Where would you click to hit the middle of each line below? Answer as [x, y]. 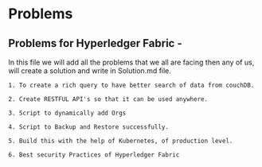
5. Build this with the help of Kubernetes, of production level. [121, 141]
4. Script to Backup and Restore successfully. [89, 127]
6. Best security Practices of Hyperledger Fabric [94, 155]
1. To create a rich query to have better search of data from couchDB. [131, 85]
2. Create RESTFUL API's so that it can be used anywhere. [108, 99]
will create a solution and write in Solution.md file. [90, 71]
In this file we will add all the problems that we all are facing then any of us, [131, 62]
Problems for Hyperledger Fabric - [95, 43]
